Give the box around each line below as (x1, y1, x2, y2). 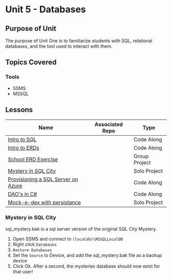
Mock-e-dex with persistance (8, 199, 81, 206)
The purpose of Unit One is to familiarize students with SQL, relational (5, 38, 153, 44)
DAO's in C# (8, 190, 37, 197)
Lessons (5, 105, 33, 114)
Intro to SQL (8, 136, 37, 143)
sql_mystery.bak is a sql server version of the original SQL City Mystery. (5, 226, 157, 232)
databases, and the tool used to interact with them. (5, 43, 113, 49)
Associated (94, 121, 123, 128)
